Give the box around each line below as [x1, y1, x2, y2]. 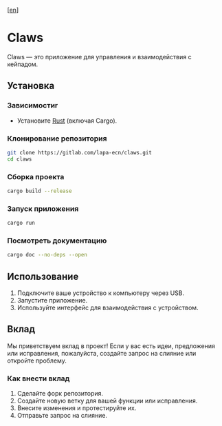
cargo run [7, 220, 36, 227]
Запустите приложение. [16, 296, 88, 304]
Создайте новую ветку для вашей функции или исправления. [16, 396, 198, 405]
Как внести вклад [7, 374, 70, 383]
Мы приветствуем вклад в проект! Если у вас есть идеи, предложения [7, 341, 215, 350]
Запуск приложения [7, 203, 79, 213]
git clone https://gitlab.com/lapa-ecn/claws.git [7, 149, 153, 156]
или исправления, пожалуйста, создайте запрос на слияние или [7, 349, 197, 357]
